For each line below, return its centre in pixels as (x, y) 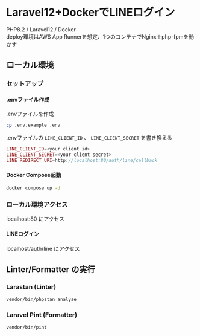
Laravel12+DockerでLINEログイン (91, 12)
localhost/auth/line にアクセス (43, 248)
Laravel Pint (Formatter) (42, 315)
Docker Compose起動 (34, 175)
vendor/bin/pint (27, 328)
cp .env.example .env (33, 125)
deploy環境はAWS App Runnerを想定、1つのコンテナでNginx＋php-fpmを (98, 36)
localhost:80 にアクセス (36, 219)
